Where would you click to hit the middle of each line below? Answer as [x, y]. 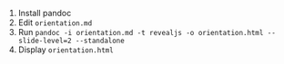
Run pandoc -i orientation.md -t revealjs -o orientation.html [141, 32]
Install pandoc [45, 13]
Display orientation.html [66, 50]
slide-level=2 [45, 41]
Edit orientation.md [55, 23]
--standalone [100, 41]
